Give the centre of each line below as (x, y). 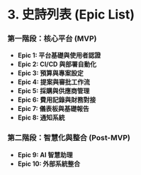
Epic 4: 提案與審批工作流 (53, 82)
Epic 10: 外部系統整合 (49, 164)
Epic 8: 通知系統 (41, 117)
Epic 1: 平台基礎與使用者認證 (59, 55)
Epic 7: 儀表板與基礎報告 (53, 109)
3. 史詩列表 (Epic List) (71, 15)
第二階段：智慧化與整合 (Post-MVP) (69, 138)
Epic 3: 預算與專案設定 (50, 73)
